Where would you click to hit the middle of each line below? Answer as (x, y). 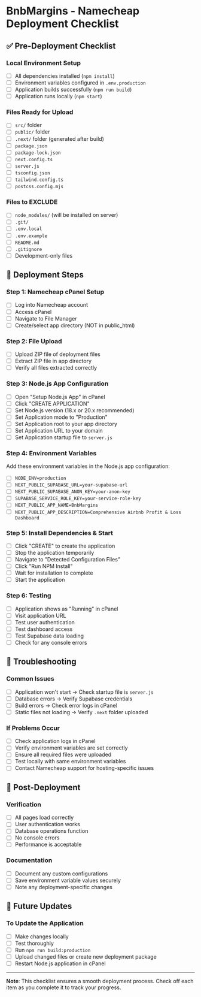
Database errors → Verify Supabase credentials (74, 699)
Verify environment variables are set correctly (71, 748)
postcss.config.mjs (39, 186)
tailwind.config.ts (39, 180)
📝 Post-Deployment (43, 787)
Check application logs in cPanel (55, 741)
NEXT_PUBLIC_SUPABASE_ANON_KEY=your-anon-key (72, 492)
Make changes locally (42, 936)
